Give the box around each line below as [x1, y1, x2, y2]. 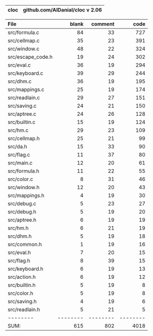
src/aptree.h [7, 217, 36, 223]
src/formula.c [7, 29, 39, 36]
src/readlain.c [7, 94, 40, 101]
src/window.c [7, 45, 40, 52]
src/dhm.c [7, 78, 31, 85]
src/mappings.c [7, 86, 44, 93]
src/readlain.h [7, 306, 40, 313]
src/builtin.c [7, 119, 36, 125]
